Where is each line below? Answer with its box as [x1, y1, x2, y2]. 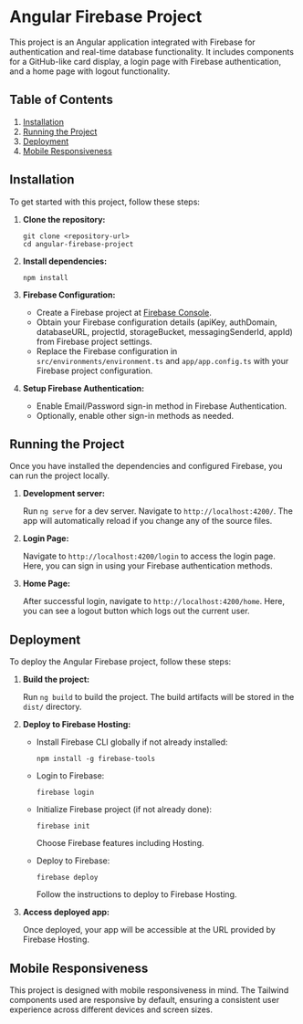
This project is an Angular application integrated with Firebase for [9, 37, 256, 47]
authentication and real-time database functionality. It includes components [9, 46, 295, 57]
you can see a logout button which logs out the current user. [22, 605, 250, 617]
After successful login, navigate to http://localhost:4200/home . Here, [22, 596, 286, 607]
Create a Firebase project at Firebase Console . [36, 307, 212, 318]
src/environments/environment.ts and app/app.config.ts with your [36, 355, 289, 366]
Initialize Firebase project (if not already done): [36, 804, 213, 815]
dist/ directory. [22, 701, 82, 713]
